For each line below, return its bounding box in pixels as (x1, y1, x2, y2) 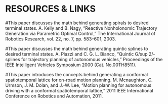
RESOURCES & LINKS (5, 3, 96, 15)
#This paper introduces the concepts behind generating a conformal (5, 71, 148, 77)
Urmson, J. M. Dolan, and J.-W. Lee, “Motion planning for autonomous (5, 82, 152, 88)
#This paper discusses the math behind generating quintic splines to (5, 45, 148, 51)
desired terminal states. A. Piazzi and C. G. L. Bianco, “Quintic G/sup (5, 51, 148, 57)
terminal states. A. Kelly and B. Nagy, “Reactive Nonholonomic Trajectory (5, 25, 158, 31)
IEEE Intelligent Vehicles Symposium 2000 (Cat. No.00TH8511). (5, 62, 137, 68)
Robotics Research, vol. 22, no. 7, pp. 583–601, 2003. (5, 36, 116, 42)
